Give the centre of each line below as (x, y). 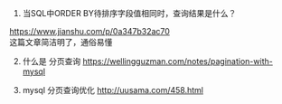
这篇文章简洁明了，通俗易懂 (61, 42)
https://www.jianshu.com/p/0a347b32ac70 (89, 31)
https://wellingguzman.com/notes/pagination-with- (178, 61)
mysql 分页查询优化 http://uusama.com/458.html (113, 90)
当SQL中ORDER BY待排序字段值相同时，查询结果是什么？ (129, 13)
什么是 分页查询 (52, 61)
